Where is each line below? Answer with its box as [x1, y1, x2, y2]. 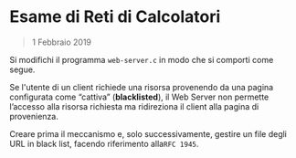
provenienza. [9, 111, 59, 121]
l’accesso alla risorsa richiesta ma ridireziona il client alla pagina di [9, 100, 259, 111]
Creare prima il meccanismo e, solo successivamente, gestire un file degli [9, 128, 288, 139]
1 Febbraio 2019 [31, 37, 92, 47]
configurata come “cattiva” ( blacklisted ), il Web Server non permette [9, 91, 270, 102]
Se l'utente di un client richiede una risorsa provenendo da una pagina [9, 81, 274, 92]
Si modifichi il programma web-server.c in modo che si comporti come [9, 54, 274, 65]
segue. [9, 64, 36, 75]
